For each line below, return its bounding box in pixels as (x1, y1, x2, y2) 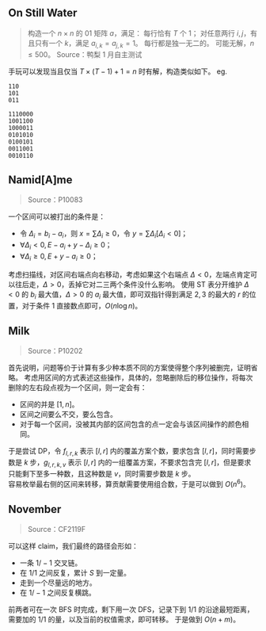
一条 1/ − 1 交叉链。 (19, 558, 82, 568)
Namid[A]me (8, 174, 73, 186)
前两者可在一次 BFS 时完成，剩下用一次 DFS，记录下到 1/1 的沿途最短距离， (8, 605, 254, 614)
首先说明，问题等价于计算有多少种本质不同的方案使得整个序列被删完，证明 (8, 363, 251, 373)
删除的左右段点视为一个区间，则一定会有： (8, 383, 147, 392)
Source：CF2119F (27, 525, 86, 534)
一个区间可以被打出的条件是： (8, 212, 105, 221)
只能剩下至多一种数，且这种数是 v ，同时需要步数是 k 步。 (8, 469, 196, 479)
